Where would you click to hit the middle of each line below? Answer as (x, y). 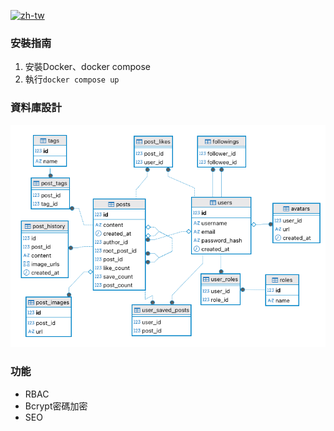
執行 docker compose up (72, 79)
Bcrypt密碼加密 (56, 406)
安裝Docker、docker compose (87, 67)
